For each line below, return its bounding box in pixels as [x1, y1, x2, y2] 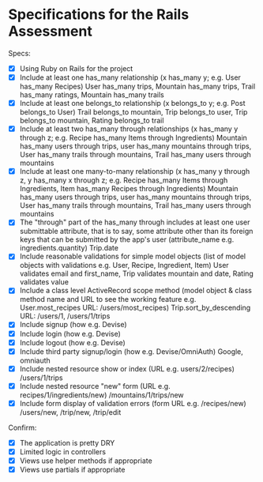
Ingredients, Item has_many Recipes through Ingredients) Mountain [19, 184, 239, 194]
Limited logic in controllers [19, 446, 107, 456]
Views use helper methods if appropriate [19, 456, 152, 465]
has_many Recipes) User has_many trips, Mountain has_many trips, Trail [19, 81, 256, 92]
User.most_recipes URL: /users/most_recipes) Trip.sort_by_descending [19, 303, 251, 313]
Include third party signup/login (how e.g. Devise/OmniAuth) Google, [19, 346, 243, 356]
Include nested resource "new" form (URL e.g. [19, 381, 171, 390]
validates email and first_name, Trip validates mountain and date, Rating [19, 269, 254, 278]
